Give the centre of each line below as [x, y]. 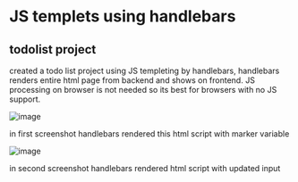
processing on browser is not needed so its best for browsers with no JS [143, 90]
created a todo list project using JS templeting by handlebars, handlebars [145, 70]
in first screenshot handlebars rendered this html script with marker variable [149, 134]
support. [25, 99]
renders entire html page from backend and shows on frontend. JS [132, 80]
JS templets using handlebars [123, 17]
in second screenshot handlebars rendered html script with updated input [145, 168]
